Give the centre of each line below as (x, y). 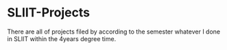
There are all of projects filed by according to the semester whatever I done (114, 32)
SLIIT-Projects (49, 13)
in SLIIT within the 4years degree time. (62, 38)
